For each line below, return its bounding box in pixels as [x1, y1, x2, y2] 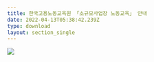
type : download [7, 22, 51, 29]
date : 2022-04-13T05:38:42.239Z [7, 16, 100, 23]
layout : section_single [7, 29, 76, 36]
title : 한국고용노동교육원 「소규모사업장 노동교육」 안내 [7, 10, 148, 17]
